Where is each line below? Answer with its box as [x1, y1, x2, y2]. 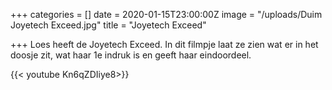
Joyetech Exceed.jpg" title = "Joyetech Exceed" [10, 19, 207, 31]
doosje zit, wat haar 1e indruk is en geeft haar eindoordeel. [10, 49, 252, 61]
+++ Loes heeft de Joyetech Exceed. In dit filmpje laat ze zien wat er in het [10, 39, 319, 50]
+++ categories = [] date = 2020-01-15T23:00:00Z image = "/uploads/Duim [10, 9, 323, 20]
